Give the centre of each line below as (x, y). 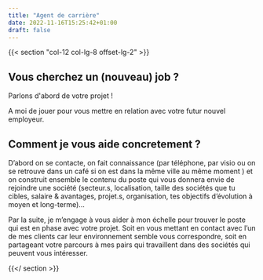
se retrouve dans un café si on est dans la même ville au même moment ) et (131, 171)
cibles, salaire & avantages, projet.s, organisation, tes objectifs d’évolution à (130, 196)
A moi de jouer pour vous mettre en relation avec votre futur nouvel (117, 111)
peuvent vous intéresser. (48, 253)
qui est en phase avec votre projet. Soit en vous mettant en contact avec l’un (132, 228)
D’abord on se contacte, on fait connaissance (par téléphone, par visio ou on (132, 163)
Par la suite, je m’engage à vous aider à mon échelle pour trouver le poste (127, 220)
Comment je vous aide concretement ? (105, 144)
